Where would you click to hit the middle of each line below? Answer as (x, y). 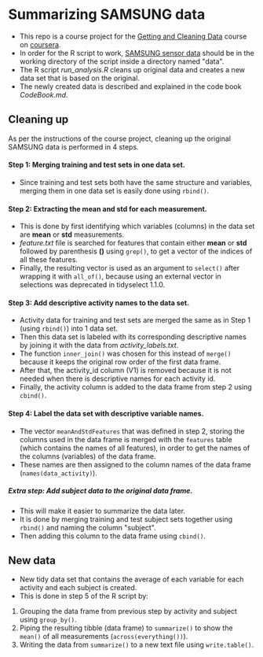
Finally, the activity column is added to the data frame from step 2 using (136, 387)
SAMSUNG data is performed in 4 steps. (73, 146)
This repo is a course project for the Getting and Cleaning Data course (133, 36)
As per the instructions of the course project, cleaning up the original (120, 138)
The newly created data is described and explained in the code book (130, 86)
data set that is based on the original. (79, 78)
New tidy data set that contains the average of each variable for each (131, 579)
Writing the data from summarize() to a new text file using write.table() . (136, 645)
